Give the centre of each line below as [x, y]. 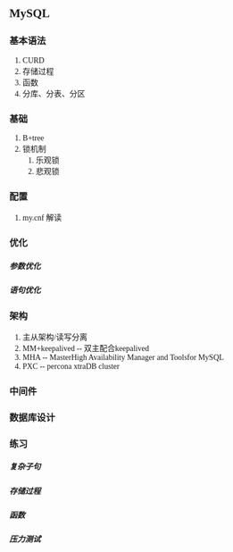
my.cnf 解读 [42, 218]
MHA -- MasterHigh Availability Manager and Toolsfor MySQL [123, 357]
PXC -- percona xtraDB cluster [71, 366]
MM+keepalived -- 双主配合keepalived [86, 348]
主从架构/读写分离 [54, 337]
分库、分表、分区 [54, 93]
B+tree [33, 138]
